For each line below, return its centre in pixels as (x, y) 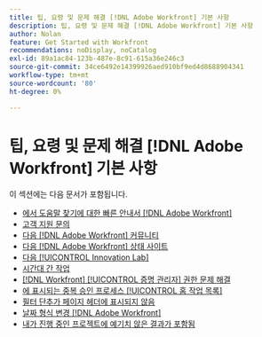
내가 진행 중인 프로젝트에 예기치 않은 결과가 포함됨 (108, 324)
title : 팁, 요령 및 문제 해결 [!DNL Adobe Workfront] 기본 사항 (119, 17)
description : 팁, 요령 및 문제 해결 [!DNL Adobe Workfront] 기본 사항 (131, 26)
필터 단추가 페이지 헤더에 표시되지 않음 (88, 302)
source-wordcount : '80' (53, 83)
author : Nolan (36, 34)
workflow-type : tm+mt (49, 75)
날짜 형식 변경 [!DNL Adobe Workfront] (91, 313)
